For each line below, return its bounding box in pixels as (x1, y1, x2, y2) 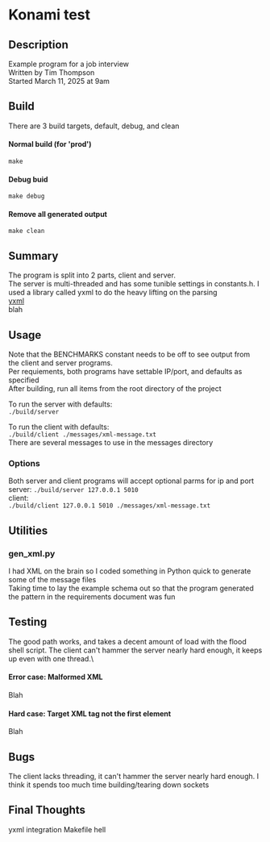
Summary (8, 248, 59, 263)
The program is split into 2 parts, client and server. (8, 270, 176, 280)
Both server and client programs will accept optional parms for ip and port (8, 476, 255, 486)
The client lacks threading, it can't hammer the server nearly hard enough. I (8, 772, 260, 782)
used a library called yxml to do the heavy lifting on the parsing (8, 288, 218, 298)
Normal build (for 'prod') (8, 140, 92, 149)
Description (8, 38, 69, 52)
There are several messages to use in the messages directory (8, 438, 214, 448)
